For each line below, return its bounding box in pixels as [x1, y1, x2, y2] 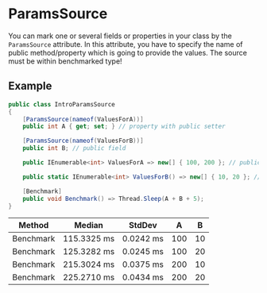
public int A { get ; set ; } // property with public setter [22, 122, 226, 131]
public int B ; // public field [22, 145, 126, 152]
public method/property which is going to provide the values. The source [8, 48, 248, 57]
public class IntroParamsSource [8, 100, 115, 108]
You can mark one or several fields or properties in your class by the [8, 31, 232, 40]
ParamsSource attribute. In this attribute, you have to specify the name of [8, 39, 244, 48]
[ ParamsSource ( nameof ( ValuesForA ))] [22, 115, 145, 123]
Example [8, 79, 52, 93]
